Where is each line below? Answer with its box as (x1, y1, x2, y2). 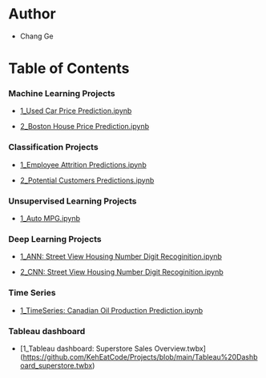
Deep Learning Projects (8, 233, 102, 244)
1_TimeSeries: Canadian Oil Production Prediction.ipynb (19, 305, 204, 315)
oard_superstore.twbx (19, 360, 93, 370)
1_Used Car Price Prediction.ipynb (19, 106, 132, 116)
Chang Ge (19, 31, 54, 41)
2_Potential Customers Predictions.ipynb (19, 175, 155, 185)
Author (8, 5, 56, 23)
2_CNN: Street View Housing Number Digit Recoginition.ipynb (19, 267, 224, 277)
